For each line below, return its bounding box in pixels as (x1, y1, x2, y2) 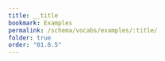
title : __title (8, 11, 59, 20)
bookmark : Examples (8, 19, 73, 27)
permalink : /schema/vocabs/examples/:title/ (8, 26, 158, 34)
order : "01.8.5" (8, 41, 62, 49)
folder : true (8, 33, 52, 42)
